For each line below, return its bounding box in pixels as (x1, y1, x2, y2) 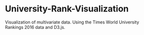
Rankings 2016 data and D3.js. (5, 24, 65, 30)
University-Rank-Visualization (5, 3, 129, 14)
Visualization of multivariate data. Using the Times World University (5, 19, 139, 25)
